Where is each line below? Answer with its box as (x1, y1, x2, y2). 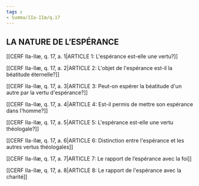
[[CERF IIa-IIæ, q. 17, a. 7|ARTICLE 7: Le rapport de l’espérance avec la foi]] (6, 155, 192, 162)
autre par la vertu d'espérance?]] (6, 89, 88, 97)
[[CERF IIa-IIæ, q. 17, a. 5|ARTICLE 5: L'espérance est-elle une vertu (6, 119, 174, 126)
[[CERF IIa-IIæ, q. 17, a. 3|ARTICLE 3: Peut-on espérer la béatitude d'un (6, 83, 182, 90)
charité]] (6, 173, 28, 181)
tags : (6, 8, 23, 15)
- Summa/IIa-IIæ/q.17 (6, 14, 61, 21)
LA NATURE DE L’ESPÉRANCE (6, 37, 119, 47)
